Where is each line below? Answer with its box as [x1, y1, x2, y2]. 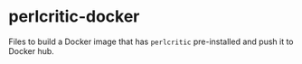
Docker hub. [8, 45, 55, 56]
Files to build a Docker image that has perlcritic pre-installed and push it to [8, 36, 295, 47]
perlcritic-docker [8, 6, 140, 27]
